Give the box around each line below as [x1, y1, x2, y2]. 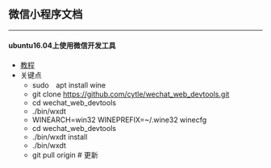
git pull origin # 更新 [31, 150, 98, 160]
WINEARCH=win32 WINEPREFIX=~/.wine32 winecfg [31, 115, 207, 125]
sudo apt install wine [31, 80, 106, 90]
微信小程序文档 [8, 7, 83, 22]
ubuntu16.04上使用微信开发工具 [8, 41, 116, 51]
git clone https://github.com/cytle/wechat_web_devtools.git [31, 89, 230, 99]
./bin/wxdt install [31, 132, 88, 142]
